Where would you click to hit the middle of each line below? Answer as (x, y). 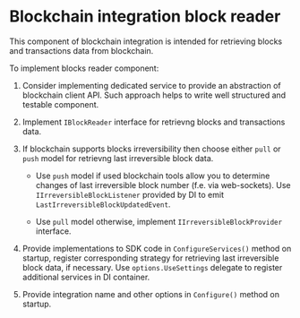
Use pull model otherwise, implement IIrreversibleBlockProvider (159, 221)
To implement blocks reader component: (84, 68)
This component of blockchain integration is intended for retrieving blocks (146, 41)
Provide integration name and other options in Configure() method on (151, 294)
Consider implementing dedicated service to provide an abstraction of (152, 85)
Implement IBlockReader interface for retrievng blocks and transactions (154, 122)
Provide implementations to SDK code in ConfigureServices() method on (157, 248)
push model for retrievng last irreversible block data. (118, 158)
